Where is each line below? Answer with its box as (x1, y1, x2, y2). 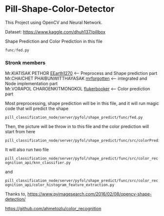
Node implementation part (5, 81, 58, 87)
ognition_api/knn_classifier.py (5, 161, 71, 165)
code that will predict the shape (5, 106, 69, 111)
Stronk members (5, 59, 46, 66)
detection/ (5, 196, 26, 202)
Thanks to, (5, 191, 27, 197)
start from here (5, 129, 36, 135)
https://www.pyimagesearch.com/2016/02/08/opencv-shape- (27, 191, 152, 197)
